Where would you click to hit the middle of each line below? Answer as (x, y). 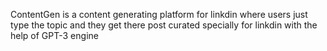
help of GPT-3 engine (54, 35)
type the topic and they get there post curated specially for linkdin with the (164, 25)
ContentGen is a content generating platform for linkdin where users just (159, 14)
